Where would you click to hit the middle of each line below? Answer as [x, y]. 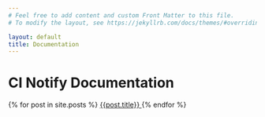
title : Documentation [44, 44]
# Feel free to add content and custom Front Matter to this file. [121, 15]
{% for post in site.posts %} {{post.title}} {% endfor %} [97, 105]
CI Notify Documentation [91, 83]
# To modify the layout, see [56, 23]
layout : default [35, 37]
